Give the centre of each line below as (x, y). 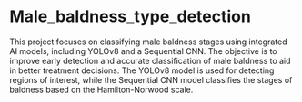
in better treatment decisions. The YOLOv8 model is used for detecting (142, 70)
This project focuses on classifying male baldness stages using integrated (148, 42)
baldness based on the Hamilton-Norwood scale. (101, 89)
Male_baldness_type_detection (131, 17)
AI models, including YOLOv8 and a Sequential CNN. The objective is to (143, 51)
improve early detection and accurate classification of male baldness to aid (150, 60)
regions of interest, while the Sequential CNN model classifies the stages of (151, 79)
